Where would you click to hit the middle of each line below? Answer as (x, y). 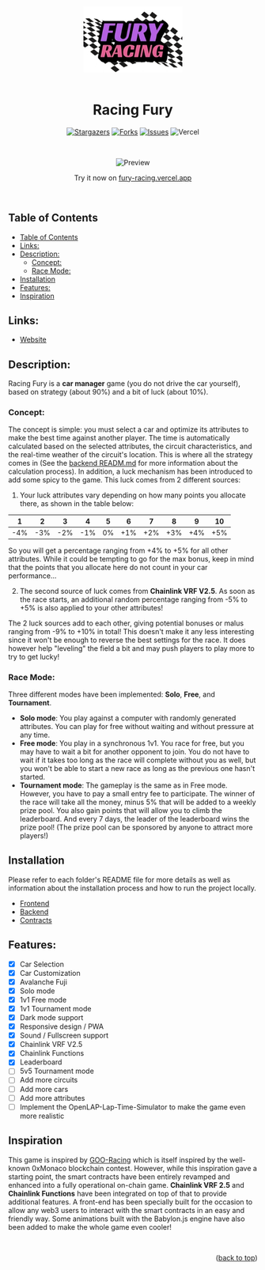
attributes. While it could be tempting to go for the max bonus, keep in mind (131, 558)
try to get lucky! (34, 656)
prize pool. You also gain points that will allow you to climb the (121, 811)
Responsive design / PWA (62, 1026)
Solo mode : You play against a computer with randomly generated (128, 718)
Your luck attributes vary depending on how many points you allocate (133, 495)
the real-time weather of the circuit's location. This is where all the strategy (131, 455)
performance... (32, 576)
